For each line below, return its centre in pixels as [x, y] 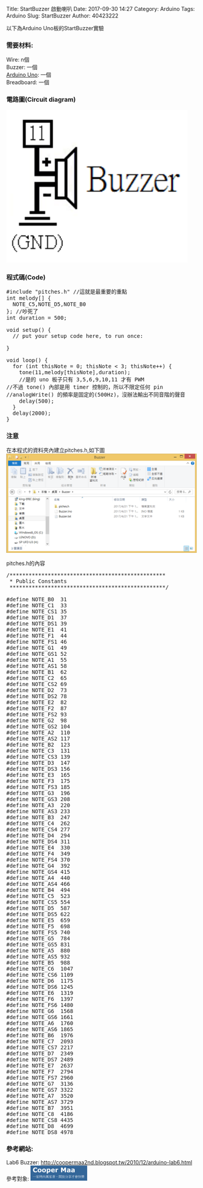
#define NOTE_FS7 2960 [40, 1078]
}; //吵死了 [22, 311]
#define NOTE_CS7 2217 [40, 1048]
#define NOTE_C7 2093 [40, 1041]
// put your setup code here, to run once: [78, 336]
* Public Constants [38, 581]
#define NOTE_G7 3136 [40, 1084]
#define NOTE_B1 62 [37, 672]
